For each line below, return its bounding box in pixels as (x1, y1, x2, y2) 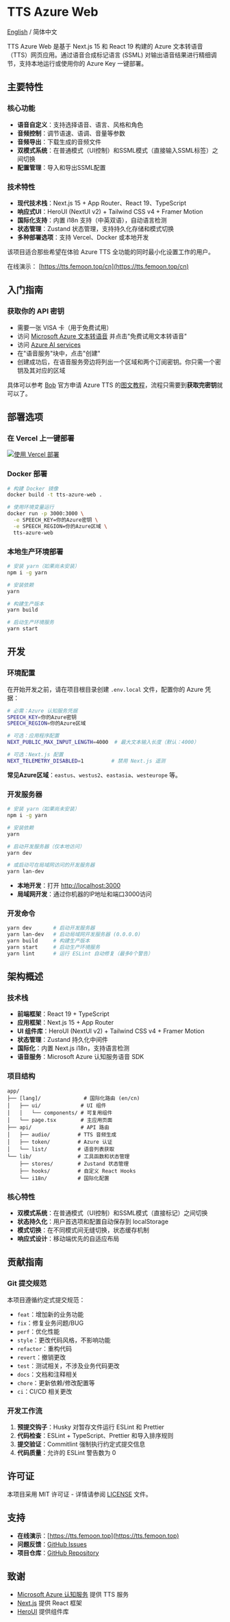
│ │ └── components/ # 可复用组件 (7, 1109, 113, 1116)
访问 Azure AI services (16, 340, 81, 349)
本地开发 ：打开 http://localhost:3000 (16, 882, 121, 890)
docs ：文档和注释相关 (16, 1370, 78, 1378)
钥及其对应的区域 (16, 366, 66, 374)
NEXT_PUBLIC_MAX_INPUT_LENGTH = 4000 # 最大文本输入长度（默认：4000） (7, 739, 200, 746)
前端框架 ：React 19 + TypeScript (16, 1010, 110, 1018)
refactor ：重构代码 (16, 1344, 73, 1353)
